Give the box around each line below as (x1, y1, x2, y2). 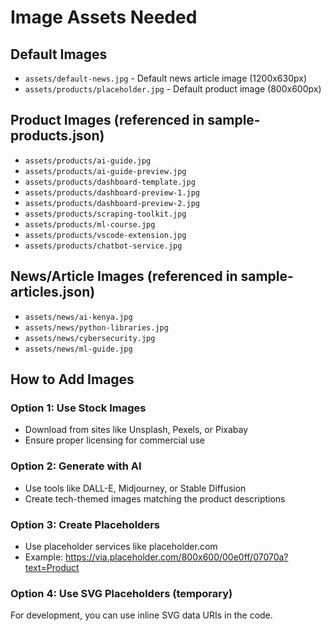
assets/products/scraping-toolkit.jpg (24, 209, 187, 219)
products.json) (10, 127, 105, 145)
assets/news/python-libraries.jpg (24, 322, 169, 333)
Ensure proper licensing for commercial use (24, 434, 205, 446)
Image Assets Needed (10, 6, 198, 29)
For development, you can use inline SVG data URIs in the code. (10, 609, 273, 621)
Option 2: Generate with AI (10, 459, 142, 473)
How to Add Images (10, 371, 135, 388)
